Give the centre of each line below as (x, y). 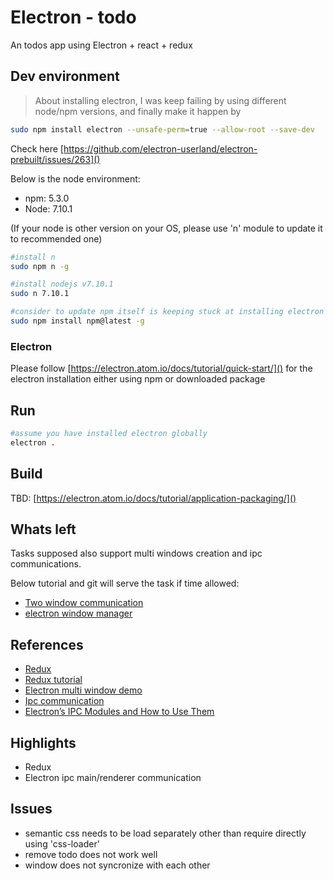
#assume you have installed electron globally (109, 433)
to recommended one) (56, 238)
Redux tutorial (53, 680)
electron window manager (78, 613)
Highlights (43, 742)
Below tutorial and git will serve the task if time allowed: (125, 583)
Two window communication (84, 603)
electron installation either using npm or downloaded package (138, 379)
